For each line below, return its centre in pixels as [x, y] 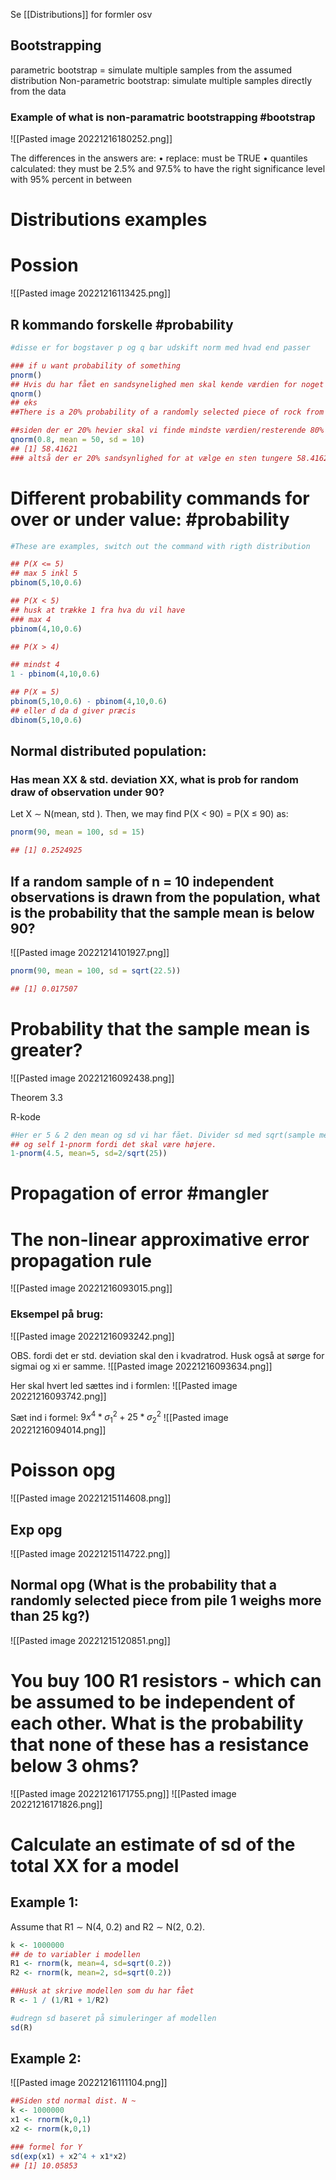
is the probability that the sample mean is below [162, 912]
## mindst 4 [35, 665]
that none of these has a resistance [160, 1744]
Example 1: [44, 1902]
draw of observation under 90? [87, 792]
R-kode [25, 1116]
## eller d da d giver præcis [73, 710]
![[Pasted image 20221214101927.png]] [90, 952]
